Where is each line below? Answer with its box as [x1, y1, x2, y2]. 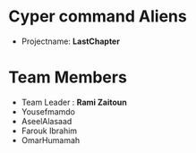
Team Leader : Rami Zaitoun [21, 97, 127, 107]
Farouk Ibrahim [21, 125, 78, 136]
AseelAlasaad [21, 115, 72, 126]
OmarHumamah [21, 134, 81, 145]
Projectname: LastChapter [21, 36, 120, 47]
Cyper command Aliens [8, 6, 187, 27]
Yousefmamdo [21, 106, 75, 117]
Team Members [8, 67, 127, 88]
